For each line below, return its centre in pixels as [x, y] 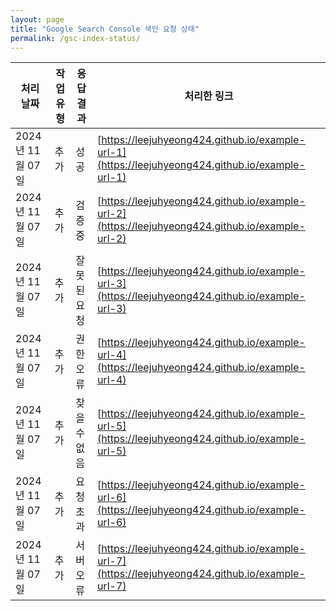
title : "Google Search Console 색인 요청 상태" [105, 29]
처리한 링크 [209, 96]
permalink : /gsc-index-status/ [75, 38]
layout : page [37, 19]
